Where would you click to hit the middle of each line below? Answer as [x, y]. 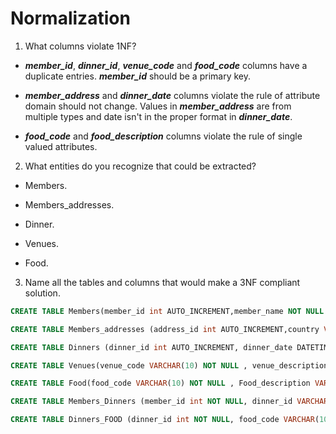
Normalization [70, 18]
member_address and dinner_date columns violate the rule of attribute [172, 95]
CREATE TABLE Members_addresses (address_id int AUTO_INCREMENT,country [165, 329]
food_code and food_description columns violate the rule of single [163, 136]
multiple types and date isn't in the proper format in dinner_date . [158, 116]
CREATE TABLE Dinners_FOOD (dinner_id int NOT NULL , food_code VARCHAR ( [165, 420]
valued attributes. [61, 146]
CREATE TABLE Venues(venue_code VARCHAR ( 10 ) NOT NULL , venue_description [169, 365]
